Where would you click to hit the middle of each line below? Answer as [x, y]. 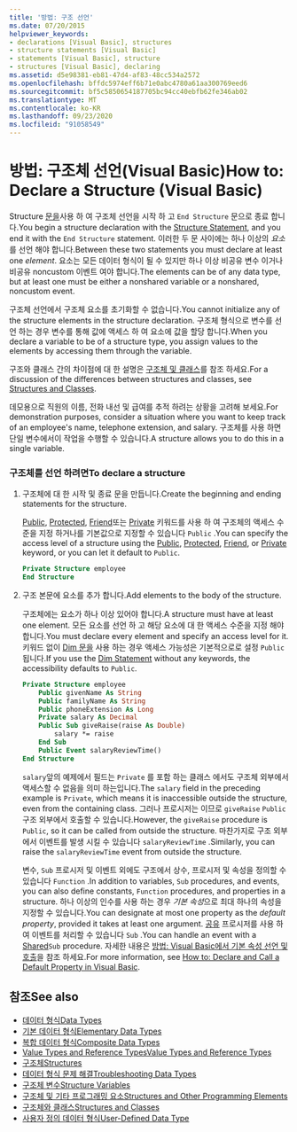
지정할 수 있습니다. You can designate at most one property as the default [154, 912]
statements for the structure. [74, 504]
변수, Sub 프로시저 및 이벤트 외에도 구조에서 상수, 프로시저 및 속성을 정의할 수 [154, 870]
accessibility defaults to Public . [79, 668]
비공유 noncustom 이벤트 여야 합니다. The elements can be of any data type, [145, 271]
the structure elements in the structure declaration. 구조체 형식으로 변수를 [141, 320]
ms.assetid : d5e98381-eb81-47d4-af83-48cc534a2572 [105, 75]
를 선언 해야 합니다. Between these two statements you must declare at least [146, 249]
